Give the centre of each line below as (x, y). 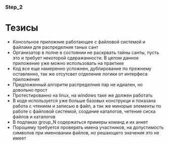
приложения (26, 79)
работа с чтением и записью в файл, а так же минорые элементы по (87, 106)
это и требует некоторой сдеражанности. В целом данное (75, 58)
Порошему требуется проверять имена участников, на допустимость (88, 127)
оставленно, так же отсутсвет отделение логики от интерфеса (80, 74)
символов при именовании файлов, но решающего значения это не (86, 132)
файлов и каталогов (34, 116)
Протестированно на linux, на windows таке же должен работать (82, 95)
